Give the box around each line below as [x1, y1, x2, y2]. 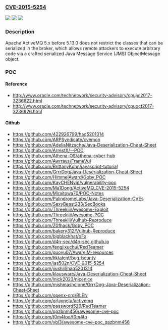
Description [5, 28, 35, 35]
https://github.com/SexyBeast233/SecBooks [12, 201, 106, 207]
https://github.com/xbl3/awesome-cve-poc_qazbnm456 [12, 319, 130, 325]
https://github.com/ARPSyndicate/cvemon [12, 136, 101, 143]
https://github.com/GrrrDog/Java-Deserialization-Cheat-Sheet [12, 168, 143, 175]
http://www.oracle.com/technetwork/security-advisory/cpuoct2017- [12, 103, 154, 109]
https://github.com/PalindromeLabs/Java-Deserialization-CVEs [12, 196, 144, 202]
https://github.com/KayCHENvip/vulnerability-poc [12, 179, 117, 185]
